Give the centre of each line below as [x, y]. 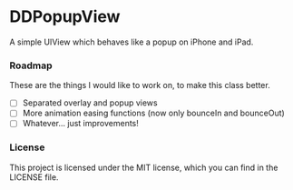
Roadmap [31, 65]
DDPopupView [65, 17]
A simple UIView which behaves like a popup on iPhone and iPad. [132, 42]
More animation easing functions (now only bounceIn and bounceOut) [154, 113]
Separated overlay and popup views [90, 103]
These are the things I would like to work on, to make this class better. [140, 85]
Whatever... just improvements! [80, 124]
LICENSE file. [34, 177]
